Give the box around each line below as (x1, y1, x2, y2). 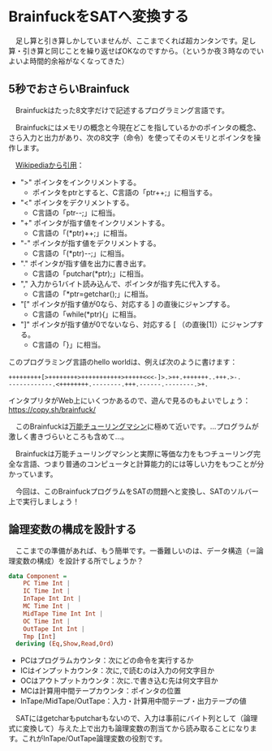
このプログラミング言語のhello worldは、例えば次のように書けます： (8, 356, 238, 366)
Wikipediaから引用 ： (15, 160, 84, 170)
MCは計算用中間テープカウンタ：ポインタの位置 (19, 686, 181, 696)
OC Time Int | (23, 617, 71, 625)
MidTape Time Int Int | (23, 610, 104, 618)
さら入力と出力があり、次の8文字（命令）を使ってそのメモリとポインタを (8, 132, 254, 142)
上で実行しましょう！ (8, 496, 80, 506)
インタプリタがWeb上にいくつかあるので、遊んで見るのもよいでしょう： (8, 395, 251, 405)
